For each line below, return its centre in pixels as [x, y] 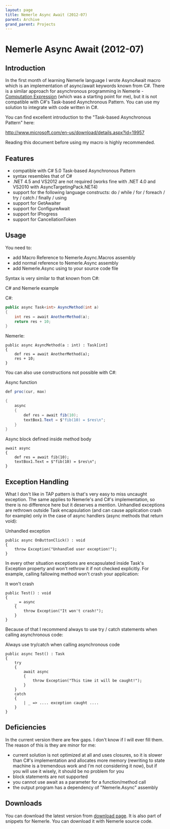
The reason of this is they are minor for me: [51, 745]
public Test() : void [28, 593]
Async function [21, 382]
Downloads [24, 803]
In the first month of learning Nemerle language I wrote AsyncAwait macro [83, 80]
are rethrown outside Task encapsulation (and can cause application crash [83, 510]
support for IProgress [35, 214]
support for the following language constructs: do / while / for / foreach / [89, 192]
